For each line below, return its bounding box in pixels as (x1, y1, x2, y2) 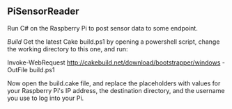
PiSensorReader (7, 6, 79, 17)
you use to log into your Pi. (7, 94, 84, 102)
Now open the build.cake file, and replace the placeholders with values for (7, 79, 221, 87)
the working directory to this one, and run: (7, 44, 128, 53)
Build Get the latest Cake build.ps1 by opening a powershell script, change (7, 37, 220, 46)
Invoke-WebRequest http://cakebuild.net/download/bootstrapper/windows (7, 58, 221, 67)
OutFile (7, 65, 28, 74)
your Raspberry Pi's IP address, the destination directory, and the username (7, 86, 225, 94)
